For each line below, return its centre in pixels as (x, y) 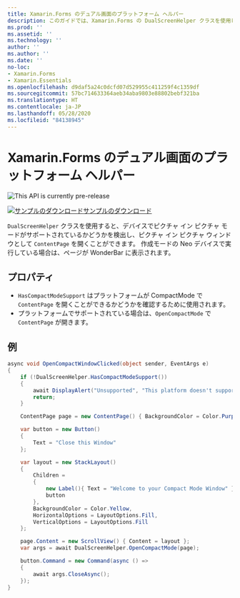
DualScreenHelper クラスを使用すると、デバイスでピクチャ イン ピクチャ (114, 225)
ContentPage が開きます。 (55, 323)
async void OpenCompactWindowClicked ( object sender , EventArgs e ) (108, 364)
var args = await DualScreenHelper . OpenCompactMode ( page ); (110, 548)
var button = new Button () (60, 430)
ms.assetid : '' (30, 34)
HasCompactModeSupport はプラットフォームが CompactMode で (110, 295)
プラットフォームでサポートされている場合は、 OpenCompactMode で (115, 313)
